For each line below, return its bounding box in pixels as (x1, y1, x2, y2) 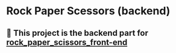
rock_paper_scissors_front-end (6, 37, 128, 47)
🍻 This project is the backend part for (6, 28, 149, 38)
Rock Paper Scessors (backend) (6, 4, 171, 18)
